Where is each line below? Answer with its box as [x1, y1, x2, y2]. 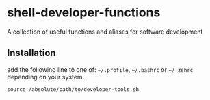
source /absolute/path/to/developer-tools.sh [7, 86, 139, 93]
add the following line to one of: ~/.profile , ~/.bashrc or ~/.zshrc [7, 65, 194, 73]
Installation [7, 47, 56, 59]
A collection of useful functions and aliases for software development [7, 27, 203, 36]
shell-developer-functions [7, 5, 161, 21]
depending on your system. [7, 73, 85, 81]
